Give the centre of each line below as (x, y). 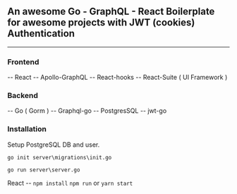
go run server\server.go (44, 170)
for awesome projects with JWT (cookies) (101, 23)
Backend (23, 96)
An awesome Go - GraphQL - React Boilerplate (111, 12)
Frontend (23, 61)
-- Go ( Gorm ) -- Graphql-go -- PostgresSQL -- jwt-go (87, 111)
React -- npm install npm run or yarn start (70, 183)
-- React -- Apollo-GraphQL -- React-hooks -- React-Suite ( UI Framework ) (117, 78)
